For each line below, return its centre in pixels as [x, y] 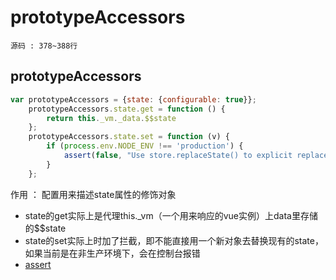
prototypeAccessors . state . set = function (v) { [129, 137]
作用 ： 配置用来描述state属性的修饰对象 [93, 194]
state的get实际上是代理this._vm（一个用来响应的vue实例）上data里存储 [171, 215]
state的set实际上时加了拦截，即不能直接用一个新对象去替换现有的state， [174, 240]
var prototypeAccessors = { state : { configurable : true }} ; [133, 99]
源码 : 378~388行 [44, 46]
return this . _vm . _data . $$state [111, 118]
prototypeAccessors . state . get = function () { [127, 109]
